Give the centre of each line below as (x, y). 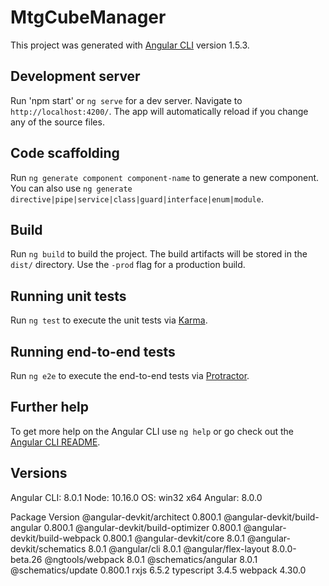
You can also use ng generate (71, 188)
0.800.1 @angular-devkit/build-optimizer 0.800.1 (142, 527)
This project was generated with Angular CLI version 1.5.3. (130, 45)
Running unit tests (68, 296)
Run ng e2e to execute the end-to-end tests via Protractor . (130, 375)
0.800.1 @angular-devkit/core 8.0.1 (174, 538)
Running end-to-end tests (93, 351)
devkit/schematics (48, 548)
